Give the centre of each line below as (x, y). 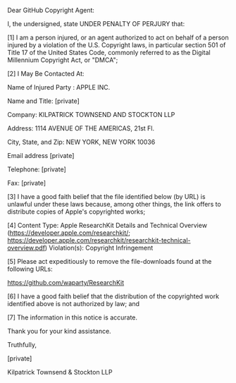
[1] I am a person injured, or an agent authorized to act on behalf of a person (118, 37)
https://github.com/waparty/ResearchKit (66, 282)
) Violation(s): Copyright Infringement (99, 248)
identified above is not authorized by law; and (73, 304)
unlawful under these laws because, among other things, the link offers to (114, 204)
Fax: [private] (27, 183)
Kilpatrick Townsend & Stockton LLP (60, 372)
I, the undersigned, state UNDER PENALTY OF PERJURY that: (96, 24)
